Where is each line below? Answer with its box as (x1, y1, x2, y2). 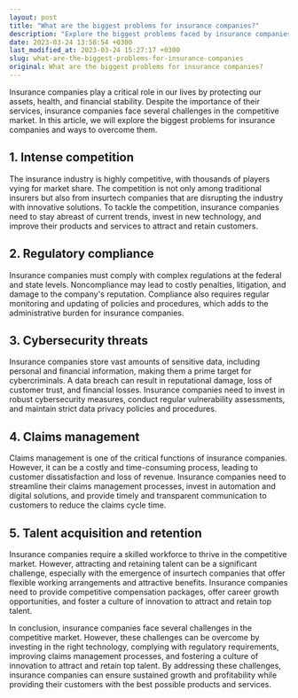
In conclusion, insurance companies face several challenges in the (9, 622, 253, 633)
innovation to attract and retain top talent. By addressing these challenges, (9, 660, 282, 671)
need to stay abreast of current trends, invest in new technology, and (9, 211, 262, 221)
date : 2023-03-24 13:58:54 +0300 (9, 37, 133, 47)
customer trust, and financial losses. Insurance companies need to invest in (9, 384, 286, 395)
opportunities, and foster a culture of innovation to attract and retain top (9, 595, 272, 607)
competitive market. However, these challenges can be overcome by (9, 632, 260, 642)
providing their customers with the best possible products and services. (9, 679, 272, 689)
